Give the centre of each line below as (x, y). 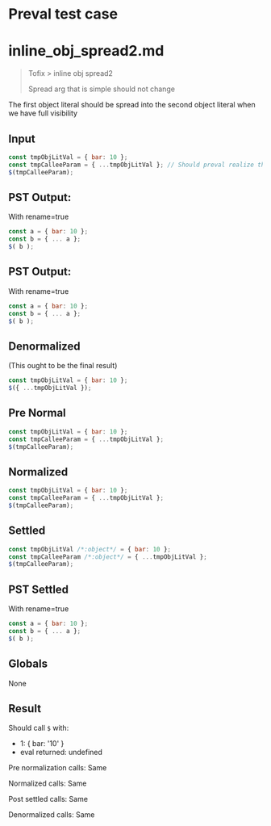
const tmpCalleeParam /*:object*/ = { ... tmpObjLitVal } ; (108, 557)
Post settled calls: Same (48, 799)
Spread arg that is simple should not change (102, 89)
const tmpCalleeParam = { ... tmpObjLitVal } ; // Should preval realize (131, 165)
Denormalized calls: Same (52, 815)
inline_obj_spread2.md (86, 51)
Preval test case (63, 14)
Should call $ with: (39, 728)
